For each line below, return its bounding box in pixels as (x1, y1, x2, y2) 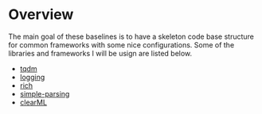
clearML (19, 97, 48, 107)
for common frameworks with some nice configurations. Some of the (8, 40, 235, 49)
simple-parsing (19, 89, 70, 98)
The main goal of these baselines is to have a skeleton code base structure (8, 32, 255, 41)
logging (19, 72, 45, 82)
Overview (8, 6, 74, 24)
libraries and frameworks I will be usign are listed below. (8, 48, 193, 58)
